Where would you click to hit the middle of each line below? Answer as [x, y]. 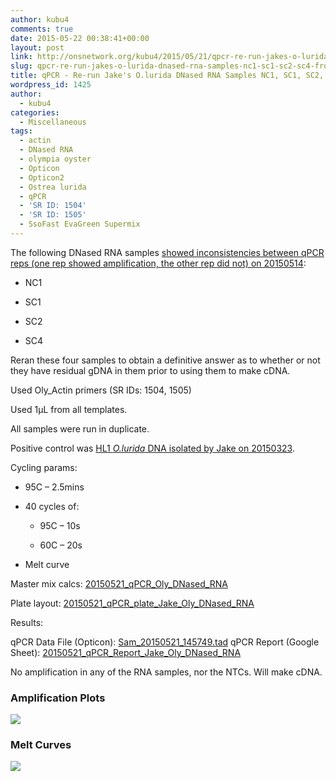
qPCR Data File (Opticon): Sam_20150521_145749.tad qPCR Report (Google [165, 642]
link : [21, 57]
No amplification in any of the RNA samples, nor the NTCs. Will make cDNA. [166, 672]
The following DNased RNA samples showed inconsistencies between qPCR [167, 252]
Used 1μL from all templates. [69, 409]
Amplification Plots [58, 698]
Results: [27, 622]
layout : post [37, 47]
